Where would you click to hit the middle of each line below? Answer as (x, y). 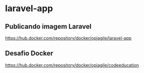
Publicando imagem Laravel (48, 27)
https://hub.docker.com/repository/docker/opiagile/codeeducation (72, 65)
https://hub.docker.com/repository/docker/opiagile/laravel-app (68, 38)
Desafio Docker (29, 53)
